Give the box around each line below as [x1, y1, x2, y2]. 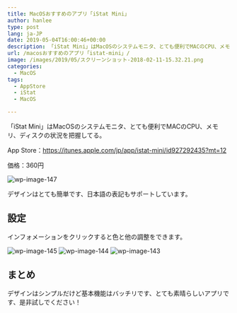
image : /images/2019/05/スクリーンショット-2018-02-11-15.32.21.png [7, 57, 204, 64]
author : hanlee [7, 17, 52, 24]
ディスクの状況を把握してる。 [19, 131, 106, 139]
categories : [7, 63, 42, 70]
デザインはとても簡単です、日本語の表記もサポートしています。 [7, 190, 192, 198]
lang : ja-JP [7, 30, 42, 37]
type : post [7, 23, 40, 30]
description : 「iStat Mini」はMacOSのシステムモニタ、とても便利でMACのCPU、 [7, 43, 220, 50]
